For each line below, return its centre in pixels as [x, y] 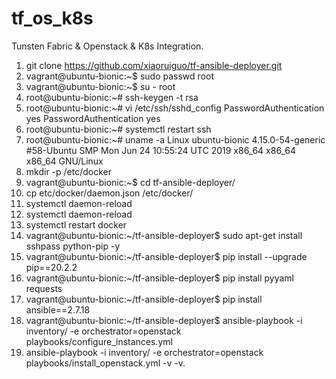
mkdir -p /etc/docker [69, 171]
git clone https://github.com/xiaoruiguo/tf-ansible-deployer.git [154, 65]
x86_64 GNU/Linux [64, 161]
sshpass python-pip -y [73, 246]
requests [44, 288]
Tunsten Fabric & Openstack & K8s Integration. [107, 46]
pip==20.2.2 [51, 267]
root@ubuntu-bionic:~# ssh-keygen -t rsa [112, 97]
